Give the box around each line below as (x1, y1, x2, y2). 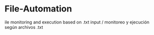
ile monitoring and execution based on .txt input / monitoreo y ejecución (4, 19, 150, 25)
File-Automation (4, 3, 72, 14)
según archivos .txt (4, 24, 44, 30)
